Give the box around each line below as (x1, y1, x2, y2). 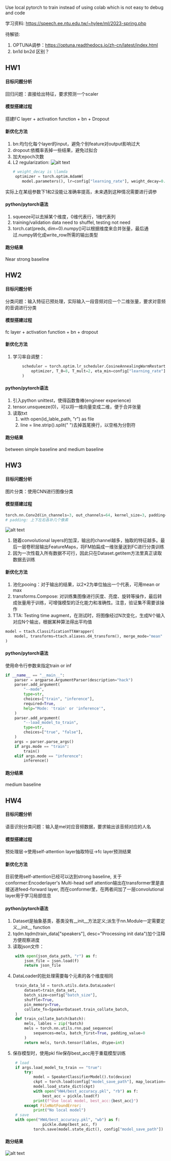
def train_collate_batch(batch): (15, 1016, 86, 1021)
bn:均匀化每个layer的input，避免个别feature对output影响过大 (12, 141, 140, 147)
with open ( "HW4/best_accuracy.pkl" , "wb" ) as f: (15, 1117, 121, 1123)
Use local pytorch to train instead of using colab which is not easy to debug (5, 5, 164, 10)
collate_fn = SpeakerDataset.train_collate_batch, (24, 1007, 129, 1012)
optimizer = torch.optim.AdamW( (15, 174, 84, 179)
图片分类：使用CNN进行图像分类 (5, 488, 74, 494)
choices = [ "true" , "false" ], (23, 730, 83, 735)
